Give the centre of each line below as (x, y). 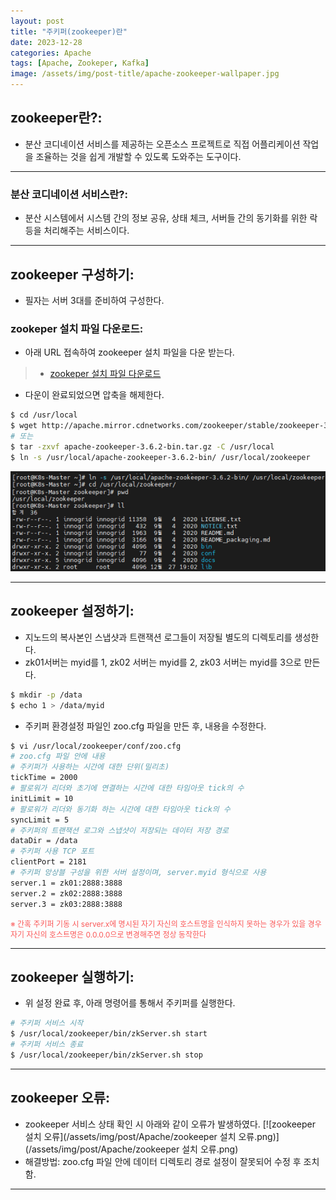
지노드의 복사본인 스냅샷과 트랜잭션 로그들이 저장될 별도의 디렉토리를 (158, 637)
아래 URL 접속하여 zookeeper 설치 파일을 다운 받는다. (129, 352)
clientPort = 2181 (48, 862)
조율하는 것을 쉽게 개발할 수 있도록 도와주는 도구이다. (138, 156)
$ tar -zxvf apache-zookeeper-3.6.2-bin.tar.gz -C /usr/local (142, 446)
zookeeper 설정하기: (72, 611)
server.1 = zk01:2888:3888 (66, 883)
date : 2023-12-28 (46, 42)
